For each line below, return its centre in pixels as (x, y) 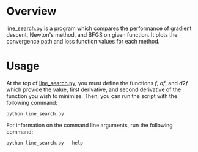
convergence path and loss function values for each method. (83, 41)
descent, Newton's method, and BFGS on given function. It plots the (92, 34)
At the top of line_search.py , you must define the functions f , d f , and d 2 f (97, 83)
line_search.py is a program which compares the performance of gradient (99, 28)
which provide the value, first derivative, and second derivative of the (94, 89)
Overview (31, 11)
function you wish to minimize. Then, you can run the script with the (92, 96)
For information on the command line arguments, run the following (90, 125)
